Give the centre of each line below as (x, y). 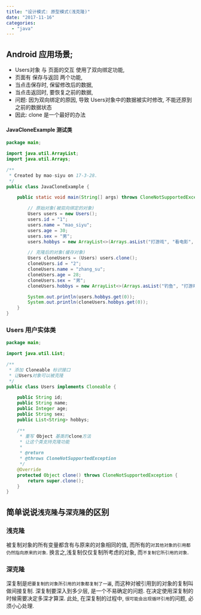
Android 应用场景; (40, 54)
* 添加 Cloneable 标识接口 (39, 370)
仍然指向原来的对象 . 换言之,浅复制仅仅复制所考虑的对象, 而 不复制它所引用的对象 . (98, 552)
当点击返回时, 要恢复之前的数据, (54, 92)
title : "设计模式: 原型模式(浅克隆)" (48, 12)
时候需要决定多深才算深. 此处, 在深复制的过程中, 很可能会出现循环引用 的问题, (97, 599)
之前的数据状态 (33, 107)
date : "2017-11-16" (31, 17)
